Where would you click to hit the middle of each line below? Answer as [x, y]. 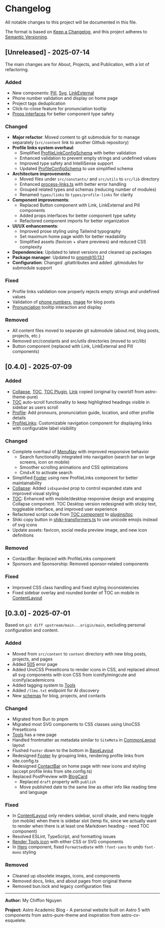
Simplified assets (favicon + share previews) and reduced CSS [83, 242]
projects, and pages [32, 659]
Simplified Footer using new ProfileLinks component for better [75, 478]
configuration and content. [32, 630]
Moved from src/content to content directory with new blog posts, [79, 654]
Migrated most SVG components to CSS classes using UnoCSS [76, 724]
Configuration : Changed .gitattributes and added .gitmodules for [78, 263]
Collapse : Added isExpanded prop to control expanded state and [77, 488]
